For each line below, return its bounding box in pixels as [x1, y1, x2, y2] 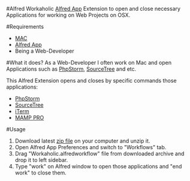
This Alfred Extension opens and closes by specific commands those [6, 77, 177, 84]
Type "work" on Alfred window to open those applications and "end [14, 163, 182, 170]
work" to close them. [14, 169, 67, 176]
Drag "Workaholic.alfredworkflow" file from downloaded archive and [14, 150, 185, 157]
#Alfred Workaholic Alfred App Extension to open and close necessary [6, 5, 181, 12]
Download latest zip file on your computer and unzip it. [14, 137, 150, 144]
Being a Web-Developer [14, 47, 74, 55]
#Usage [6, 126, 26, 132]
